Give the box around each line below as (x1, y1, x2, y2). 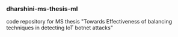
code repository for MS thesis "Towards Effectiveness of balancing (6, 18, 173, 25)
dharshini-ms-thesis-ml (6, 5, 78, 13)
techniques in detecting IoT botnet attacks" (6, 24, 113, 31)
